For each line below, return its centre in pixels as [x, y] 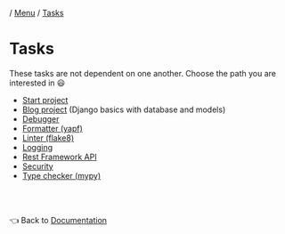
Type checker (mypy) [61, 175]
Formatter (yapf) [52, 128]
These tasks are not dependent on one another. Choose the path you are [142, 73]
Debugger [41, 118]
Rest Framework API [59, 157]
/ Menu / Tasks [37, 13]
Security [37, 166]
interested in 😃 [37, 83]
